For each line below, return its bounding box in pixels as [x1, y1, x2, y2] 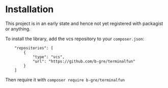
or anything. [5, 25, 31, 32]
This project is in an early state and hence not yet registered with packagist [5, 20, 163, 26]
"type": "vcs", [32, 54, 65, 60]
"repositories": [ [14, 45, 53, 50]
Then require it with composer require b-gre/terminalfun [5, 76, 125, 82]
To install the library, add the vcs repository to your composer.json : [5, 36, 144, 42]
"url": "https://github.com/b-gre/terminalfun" [32, 58, 136, 64]
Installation [5, 4, 54, 15]
